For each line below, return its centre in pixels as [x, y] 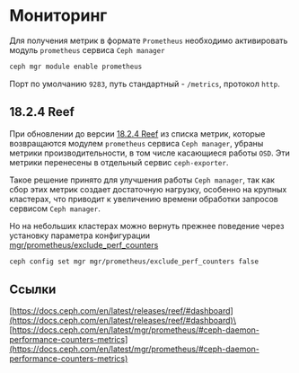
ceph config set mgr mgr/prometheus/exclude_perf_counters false [134, 262]
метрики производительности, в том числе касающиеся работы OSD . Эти [149, 153]
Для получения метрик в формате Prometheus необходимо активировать [149, 40]
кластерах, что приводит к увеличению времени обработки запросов [144, 199]
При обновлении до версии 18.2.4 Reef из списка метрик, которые [137, 133]
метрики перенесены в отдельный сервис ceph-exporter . [119, 162]
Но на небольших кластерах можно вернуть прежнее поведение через [147, 226]
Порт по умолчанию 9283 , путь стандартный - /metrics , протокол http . [145, 84]
